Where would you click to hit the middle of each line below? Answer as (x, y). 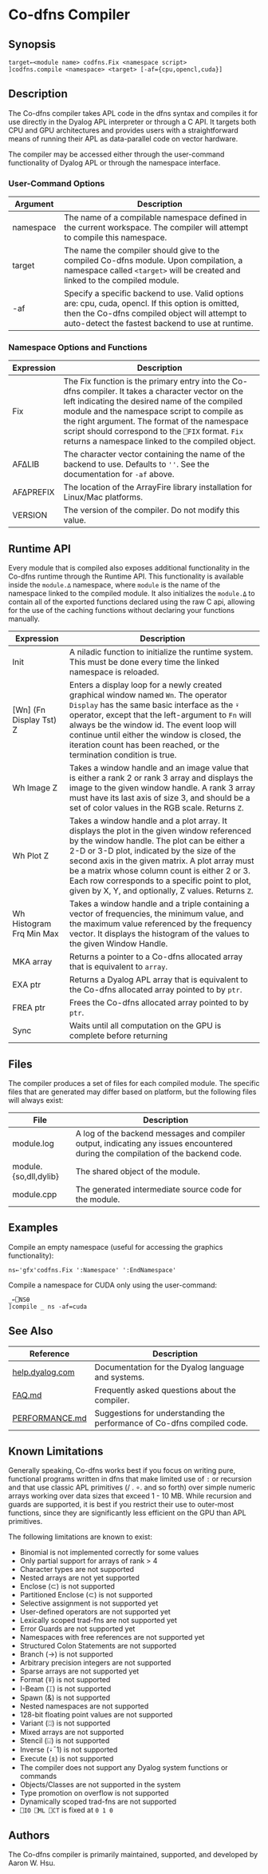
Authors (29, 1835)
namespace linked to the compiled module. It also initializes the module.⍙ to (132, 594)
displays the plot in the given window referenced (160, 831)
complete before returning (118, 1036)
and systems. (120, 1377)
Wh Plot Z (31, 856)
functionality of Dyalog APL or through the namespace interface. (114, 162)
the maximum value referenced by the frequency (161, 924)
